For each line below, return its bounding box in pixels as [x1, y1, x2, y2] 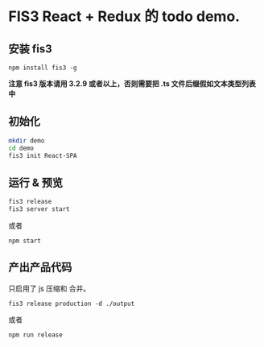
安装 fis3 [8, 42, 52, 56]
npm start [8, 237, 42, 245]
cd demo [8, 144, 35, 152]
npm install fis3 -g [8, 64, 78, 72]
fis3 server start [8, 205, 70, 213]
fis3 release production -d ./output [8, 299, 135, 308]
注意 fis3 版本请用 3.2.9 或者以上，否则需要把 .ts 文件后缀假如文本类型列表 [8, 79, 256, 89]
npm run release [8, 331, 63, 339]
